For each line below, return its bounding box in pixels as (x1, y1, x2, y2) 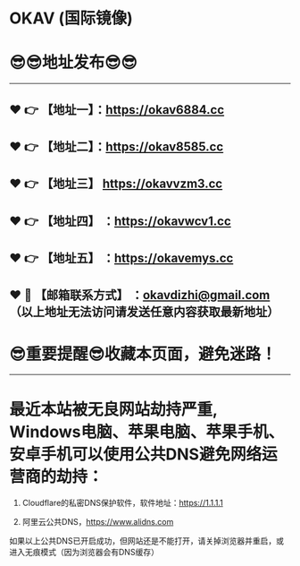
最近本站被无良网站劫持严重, (9, 399, 218, 419)
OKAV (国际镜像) (9, 8, 134, 29)
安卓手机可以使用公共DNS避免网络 (9, 444, 262, 464)
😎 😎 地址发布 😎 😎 (9, 53, 137, 73)
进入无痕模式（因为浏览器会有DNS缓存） (9, 547, 159, 558)
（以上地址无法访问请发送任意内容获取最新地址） (9, 304, 279, 320)
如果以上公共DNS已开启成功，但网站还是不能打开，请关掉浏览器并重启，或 (9, 536, 284, 546)
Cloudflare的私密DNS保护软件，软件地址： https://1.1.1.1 (21, 498, 223, 509)
